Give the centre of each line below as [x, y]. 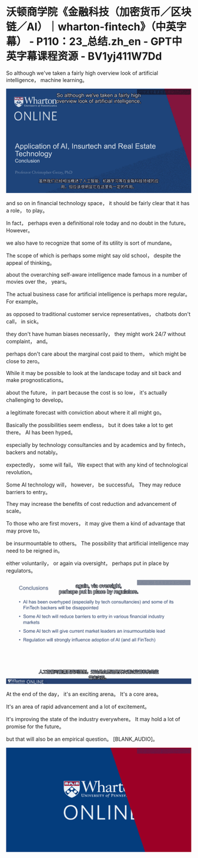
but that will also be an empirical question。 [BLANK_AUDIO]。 [82, 739]
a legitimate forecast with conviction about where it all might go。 [85, 413]
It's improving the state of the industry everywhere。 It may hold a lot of [93, 719]
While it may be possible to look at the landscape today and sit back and [94, 373]
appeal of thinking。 [31, 263]
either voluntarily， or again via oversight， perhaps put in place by [88, 563]
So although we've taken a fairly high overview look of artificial [82, 73]
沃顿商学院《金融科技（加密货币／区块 [99, 12]
